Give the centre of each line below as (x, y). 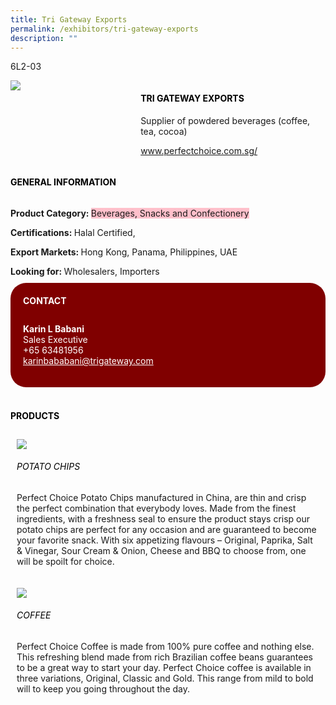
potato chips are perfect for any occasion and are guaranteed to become (166, 529)
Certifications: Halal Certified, (73, 232)
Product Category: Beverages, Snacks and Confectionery (130, 213)
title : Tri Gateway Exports (69, 19)
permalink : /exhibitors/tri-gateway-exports (104, 29)
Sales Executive (55, 340)
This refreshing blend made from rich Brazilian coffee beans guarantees (164, 657)
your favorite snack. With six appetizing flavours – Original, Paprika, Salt (164, 540)
